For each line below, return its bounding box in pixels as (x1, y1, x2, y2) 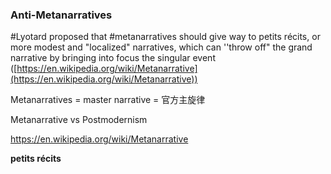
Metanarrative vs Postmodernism (10, 114, 148, 126)
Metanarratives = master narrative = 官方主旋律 (10, 94, 206, 106)
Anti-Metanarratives (10, 8, 113, 22)
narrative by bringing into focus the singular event (10, 52, 216, 64)
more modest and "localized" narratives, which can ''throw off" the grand (10, 41, 313, 53)
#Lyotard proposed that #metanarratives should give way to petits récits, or (10, 31, 321, 43)
